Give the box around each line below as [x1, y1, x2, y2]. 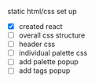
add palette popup [18, 57, 79, 67]
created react [18, 22, 63, 31]
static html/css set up [7, 7, 77, 16]
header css [18, 39, 56, 49]
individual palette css [18, 49, 88, 58]
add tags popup [18, 66, 71, 75]
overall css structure [18, 31, 86, 40]
